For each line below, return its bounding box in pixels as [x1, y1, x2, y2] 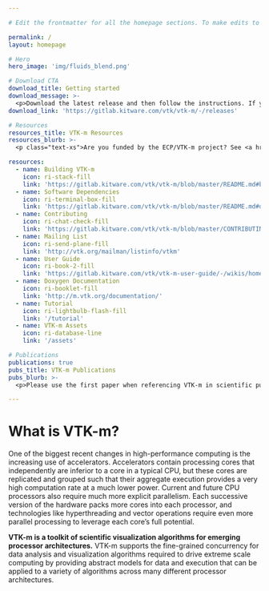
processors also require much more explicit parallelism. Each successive [8, 492, 248, 501]
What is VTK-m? [8, 422, 120, 440]
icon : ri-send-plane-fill [22, 239, 110, 248]
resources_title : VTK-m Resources [8, 129, 124, 137]
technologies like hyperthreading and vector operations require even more [8, 509, 254, 518]
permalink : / [8, 33, 52, 41]
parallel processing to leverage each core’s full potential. [8, 517, 195, 527]
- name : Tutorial [15, 300, 74, 308]
